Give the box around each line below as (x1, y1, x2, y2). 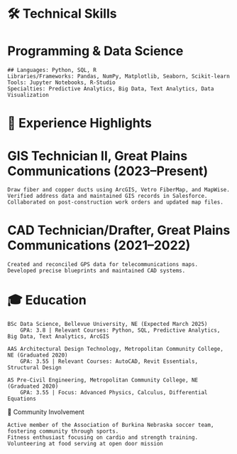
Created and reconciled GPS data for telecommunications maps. (7, 261, 199, 268)
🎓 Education (7, 292, 87, 308)
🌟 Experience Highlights (7, 115, 153, 132)
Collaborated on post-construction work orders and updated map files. (7, 199, 224, 206)
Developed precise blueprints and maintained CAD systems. (7, 268, 186, 275)
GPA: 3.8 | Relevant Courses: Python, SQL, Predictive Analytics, (20, 327, 221, 334)
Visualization (7, 92, 50, 99)
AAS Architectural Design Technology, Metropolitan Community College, (7, 346, 224, 353)
